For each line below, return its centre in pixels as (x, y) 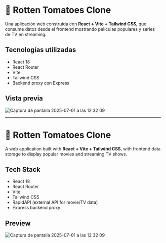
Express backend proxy (36, 208)
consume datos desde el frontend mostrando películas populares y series (80, 29)
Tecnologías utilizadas (41, 50)
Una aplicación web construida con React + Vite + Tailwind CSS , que (76, 24)
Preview (18, 223)
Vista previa (24, 98)
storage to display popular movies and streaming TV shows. (66, 154)
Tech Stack (23, 170)
